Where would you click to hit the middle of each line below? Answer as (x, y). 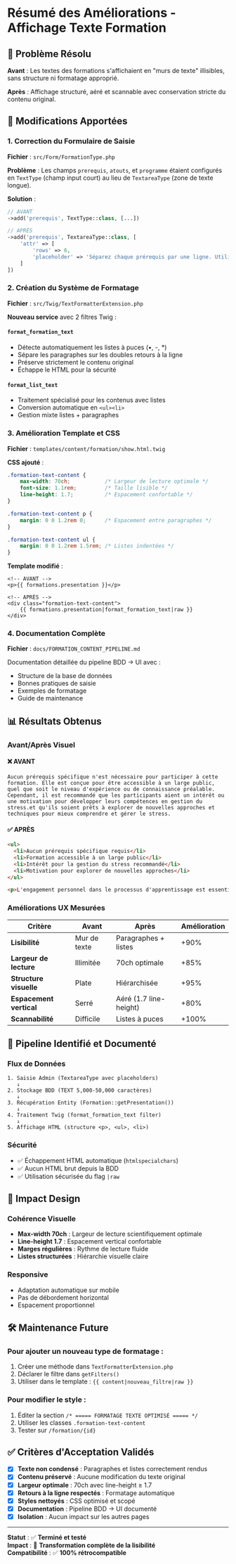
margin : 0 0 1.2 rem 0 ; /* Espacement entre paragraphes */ (116, 520)
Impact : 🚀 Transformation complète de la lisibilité (81, 1545)
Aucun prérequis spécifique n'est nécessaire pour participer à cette (113, 777)
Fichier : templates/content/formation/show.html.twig (86, 448)
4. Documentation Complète (57, 634)
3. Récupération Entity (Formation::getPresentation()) (91, 1103)
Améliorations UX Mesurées (56, 908)
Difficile (87, 1019)
